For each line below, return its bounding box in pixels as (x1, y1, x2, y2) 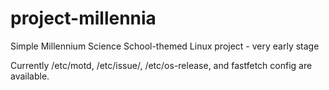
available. (10, 70, 50, 82)
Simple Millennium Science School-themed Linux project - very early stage (10, 40, 320, 52)
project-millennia (10, 7, 157, 30)
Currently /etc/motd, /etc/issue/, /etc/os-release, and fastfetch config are (10, 59, 313, 71)
